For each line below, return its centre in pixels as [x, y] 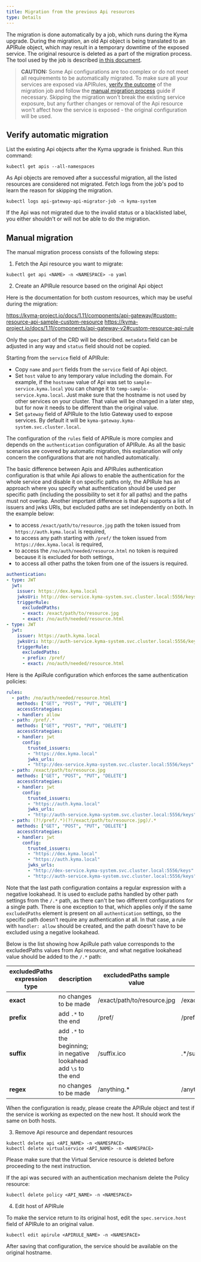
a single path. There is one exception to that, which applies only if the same [99, 907]
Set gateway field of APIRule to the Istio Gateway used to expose [94, 414]
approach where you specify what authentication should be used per [91, 488]
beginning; [73, 1046]
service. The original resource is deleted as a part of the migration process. [99, 53]
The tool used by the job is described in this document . [74, 60]
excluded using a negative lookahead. [53, 932]
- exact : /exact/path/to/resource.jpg [70, 614]
